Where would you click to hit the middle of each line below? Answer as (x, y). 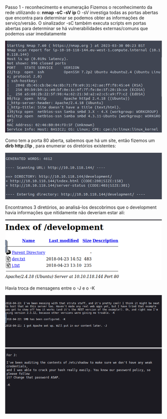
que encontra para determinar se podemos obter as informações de (75, 18)
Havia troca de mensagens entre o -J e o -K (50, 288)
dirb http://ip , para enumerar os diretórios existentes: (61, 146)
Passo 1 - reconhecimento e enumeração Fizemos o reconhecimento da (79, 7)
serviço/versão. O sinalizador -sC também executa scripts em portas (76, 23)
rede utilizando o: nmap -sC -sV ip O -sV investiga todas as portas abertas (82, 12)
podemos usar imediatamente (36, 34)
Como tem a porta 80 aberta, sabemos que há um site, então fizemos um (80, 140)
